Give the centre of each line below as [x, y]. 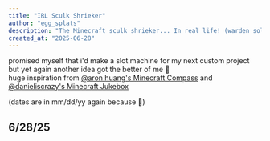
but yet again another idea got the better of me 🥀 [89, 70]
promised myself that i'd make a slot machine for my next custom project [129, 61]
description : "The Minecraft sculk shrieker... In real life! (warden [129, 30]
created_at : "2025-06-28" [51, 38]
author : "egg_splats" [45, 23]
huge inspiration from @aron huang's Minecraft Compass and [110, 78]
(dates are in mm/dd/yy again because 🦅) [77, 102]
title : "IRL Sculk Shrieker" [57, 16]
